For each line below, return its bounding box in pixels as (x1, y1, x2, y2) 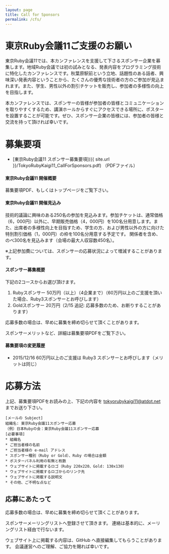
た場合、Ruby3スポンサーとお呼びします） (12, 296, 101, 302)
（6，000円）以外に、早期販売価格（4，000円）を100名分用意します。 (5, 218, 154, 224)
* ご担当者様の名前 (5, 442, 40, 447)
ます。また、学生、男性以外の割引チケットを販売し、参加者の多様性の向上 (9, 83, 164, 89)
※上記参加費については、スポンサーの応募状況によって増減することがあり (5, 248, 158, 254)
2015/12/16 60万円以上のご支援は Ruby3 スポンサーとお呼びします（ (12, 355, 155, 361)
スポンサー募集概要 (5, 267, 45, 273)
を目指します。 (5, 89, 36, 95)
